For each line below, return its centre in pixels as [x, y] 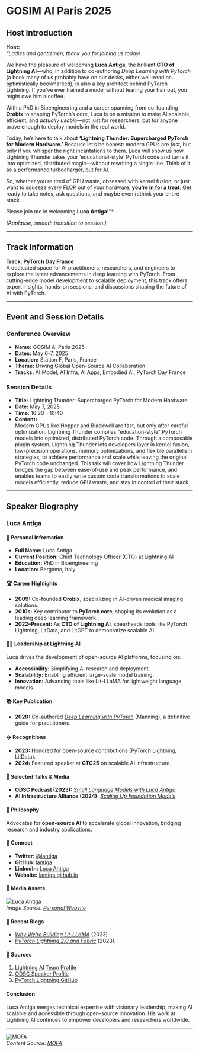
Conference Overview [38, 334]
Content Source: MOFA [34, 1043]
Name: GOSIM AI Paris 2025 [49, 347]
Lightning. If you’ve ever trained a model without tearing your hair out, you [97, 90]
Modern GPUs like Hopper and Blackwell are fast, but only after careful [101, 426]
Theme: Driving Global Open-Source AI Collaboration [80, 366]
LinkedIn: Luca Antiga [42, 868]
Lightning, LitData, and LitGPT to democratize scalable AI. [85, 630]
